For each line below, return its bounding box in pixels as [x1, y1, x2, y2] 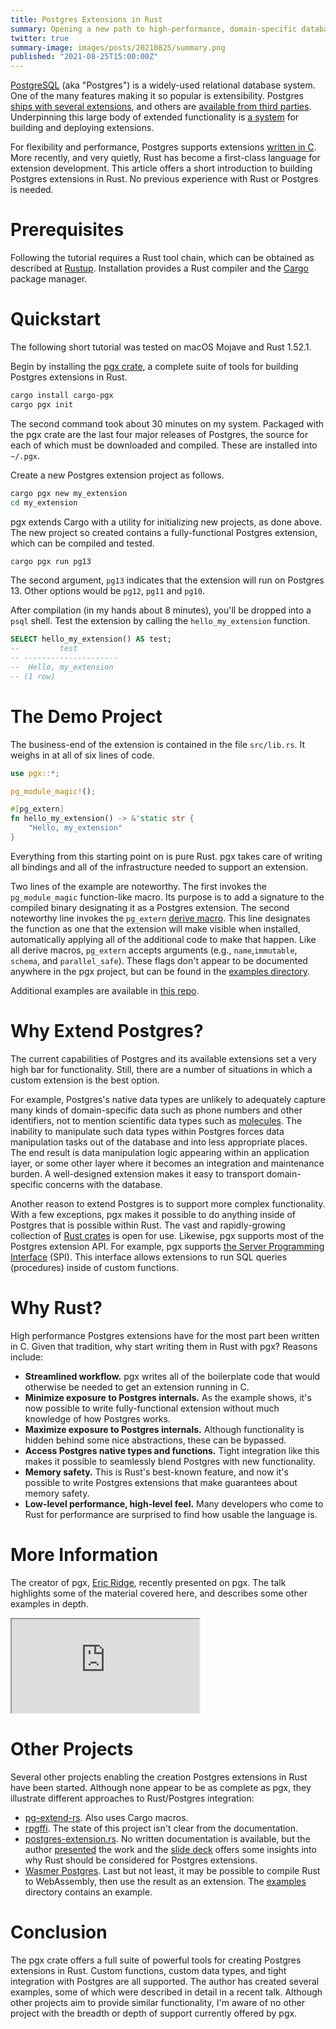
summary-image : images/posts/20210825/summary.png [10, 42, 226, 53]
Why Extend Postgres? [10, 1020, 204, 1043]
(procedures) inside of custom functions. [10, 1261, 179, 1273]
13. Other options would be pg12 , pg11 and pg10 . [10, 585, 205, 597]
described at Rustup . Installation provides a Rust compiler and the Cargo [10, 262, 309, 275]
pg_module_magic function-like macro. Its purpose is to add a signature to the [10, 891, 325, 903]
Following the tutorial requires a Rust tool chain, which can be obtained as [10, 252, 315, 264]
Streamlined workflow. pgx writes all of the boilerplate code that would [24, 1370, 321, 1382]
